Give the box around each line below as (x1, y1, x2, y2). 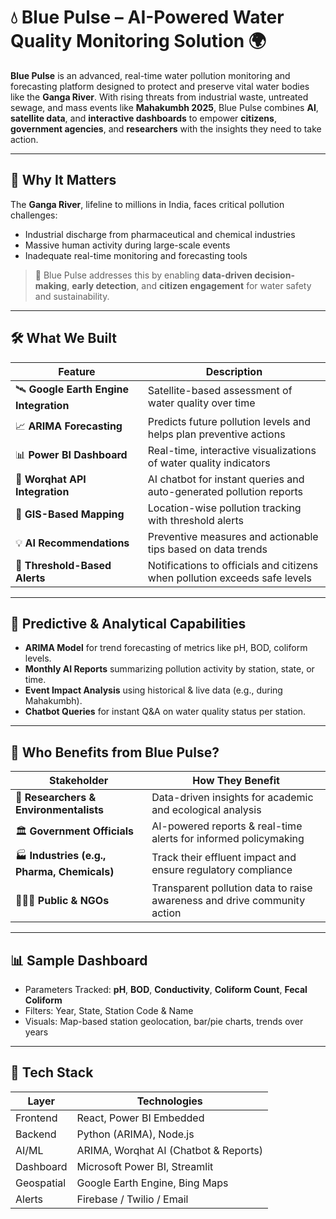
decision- (254, 269, 295, 281)
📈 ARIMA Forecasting (15, 419, 123, 433)
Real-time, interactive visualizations (147, 443, 317, 457)
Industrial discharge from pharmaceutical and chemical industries (24, 228, 296, 240)
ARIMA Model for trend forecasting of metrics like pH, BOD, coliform (24, 642, 308, 654)
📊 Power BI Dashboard (15, 448, 128, 462)
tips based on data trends (147, 542, 268, 556)
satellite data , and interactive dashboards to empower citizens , (10, 112, 277, 124)
